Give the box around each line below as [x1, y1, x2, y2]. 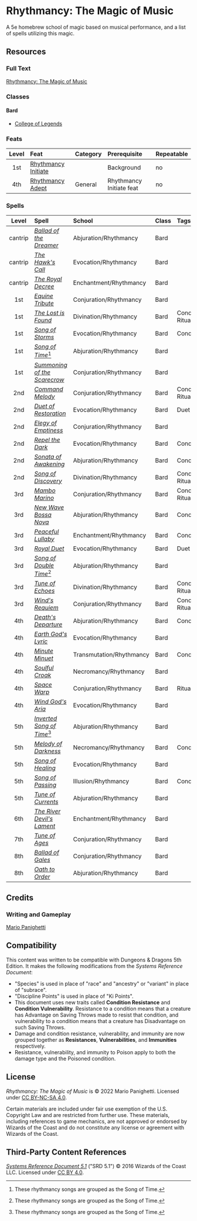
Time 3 [34, 729, 52, 738]
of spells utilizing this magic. [6, 29, 75, 36]
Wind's [34, 596, 54, 604]
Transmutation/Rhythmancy [73, 651, 150, 658]
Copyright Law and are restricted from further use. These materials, [6, 1111, 170, 1118]
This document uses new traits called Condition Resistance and [14, 998, 171, 1005]
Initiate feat [107, 184, 139, 192]
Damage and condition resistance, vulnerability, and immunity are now [14, 1030, 185, 1037]
